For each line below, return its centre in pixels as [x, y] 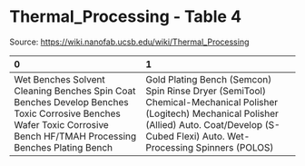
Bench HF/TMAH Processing [75, 136]
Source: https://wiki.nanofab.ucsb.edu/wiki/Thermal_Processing [129, 42]
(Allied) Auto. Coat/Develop [204, 124]
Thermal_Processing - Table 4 [126, 17]
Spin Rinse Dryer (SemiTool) [206, 91]
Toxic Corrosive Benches [67, 113]
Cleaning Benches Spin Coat [75, 91]
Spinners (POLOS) [235, 147]
